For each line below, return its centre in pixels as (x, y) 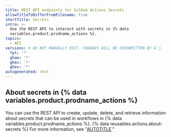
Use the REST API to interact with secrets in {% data (69, 29)
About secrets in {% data (46, 93)
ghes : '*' (20, 67)
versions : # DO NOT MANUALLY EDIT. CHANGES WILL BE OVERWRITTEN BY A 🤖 (83, 48)
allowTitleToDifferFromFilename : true (46, 15)
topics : (14, 39)
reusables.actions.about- (136, 124)
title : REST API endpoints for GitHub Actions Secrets (65, 10)
